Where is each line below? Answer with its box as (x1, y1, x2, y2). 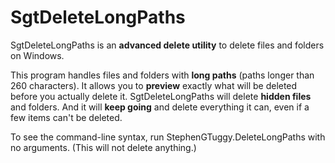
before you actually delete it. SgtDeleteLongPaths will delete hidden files (10, 90, 312, 102)
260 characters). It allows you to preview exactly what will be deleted (10, 79, 298, 91)
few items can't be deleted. (10, 111, 123, 123)
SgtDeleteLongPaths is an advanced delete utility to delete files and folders (10, 39, 325, 51)
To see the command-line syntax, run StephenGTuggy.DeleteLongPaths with (10, 131, 326, 143)
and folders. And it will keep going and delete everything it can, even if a (10, 101, 310, 113)
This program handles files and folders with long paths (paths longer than (10, 69, 315, 81)
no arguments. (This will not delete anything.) (10, 141, 197, 153)
